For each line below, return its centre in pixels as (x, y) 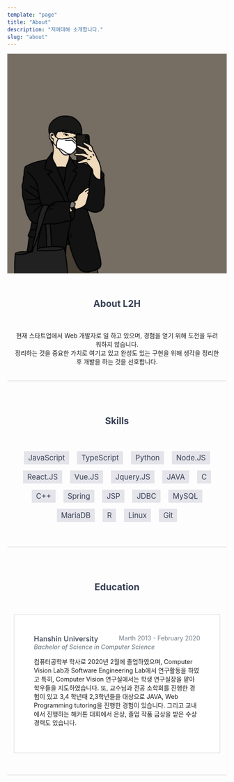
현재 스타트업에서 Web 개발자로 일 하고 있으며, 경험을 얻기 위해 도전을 (111, 336)
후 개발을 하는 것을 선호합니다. (117, 361)
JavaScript (47, 458)
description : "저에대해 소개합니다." (55, 29)
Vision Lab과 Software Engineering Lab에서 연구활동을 (110, 670)
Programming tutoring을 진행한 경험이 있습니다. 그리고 (109, 705)
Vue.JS (87, 477)
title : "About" (29, 22)
